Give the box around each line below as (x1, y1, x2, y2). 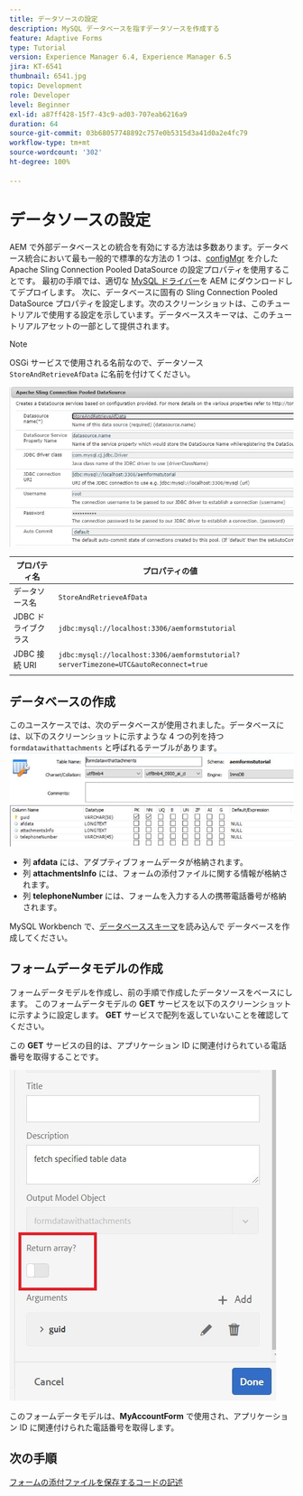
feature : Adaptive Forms (9, 33, 103, 42)
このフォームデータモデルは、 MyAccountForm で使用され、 (9, 1410, 234, 1421)
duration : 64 (9, 119, 59, 128)
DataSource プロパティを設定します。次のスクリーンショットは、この (9, 298, 268, 309)
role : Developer (9, 90, 70, 99)
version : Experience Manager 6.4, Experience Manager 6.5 (9, 52, 232, 62)
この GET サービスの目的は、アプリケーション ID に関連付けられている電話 (9, 1039, 287, 1051)
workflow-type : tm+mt (9, 138, 91, 148)
